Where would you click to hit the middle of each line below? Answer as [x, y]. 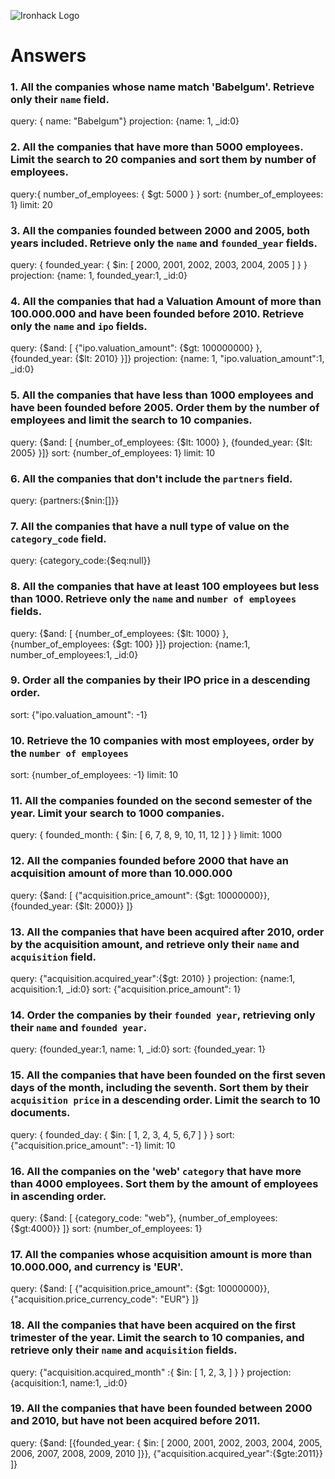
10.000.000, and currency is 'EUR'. [97, 1267]
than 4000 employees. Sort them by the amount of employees [164, 1183]
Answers [48, 56]
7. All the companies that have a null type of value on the [150, 526]
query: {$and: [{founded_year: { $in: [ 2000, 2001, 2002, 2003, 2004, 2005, [166, 1442]
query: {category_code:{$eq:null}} [81, 561]
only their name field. [60, 100]
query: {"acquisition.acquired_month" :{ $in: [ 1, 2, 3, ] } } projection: [151, 1372]
